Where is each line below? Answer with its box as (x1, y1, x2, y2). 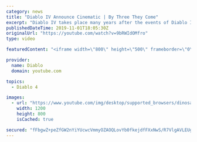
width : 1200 (16, 106, 46, 111)
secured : (6, 127, 28, 133)
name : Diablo (11, 62, 43, 68)
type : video (6, 36, 35, 42)
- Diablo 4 (11, 84, 38, 90)
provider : (6, 57, 30, 63)
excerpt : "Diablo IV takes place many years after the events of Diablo (6, 19, 188, 25)
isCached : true (16, 116, 54, 122)
